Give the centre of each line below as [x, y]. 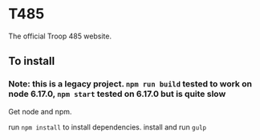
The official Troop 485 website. [60, 36]
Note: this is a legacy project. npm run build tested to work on [130, 84]
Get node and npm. [40, 111]
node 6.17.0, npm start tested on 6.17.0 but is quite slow [117, 94]
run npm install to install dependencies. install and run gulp [108, 127]
